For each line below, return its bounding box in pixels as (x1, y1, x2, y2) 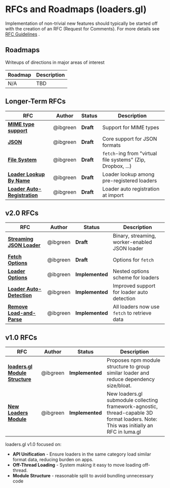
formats (102, 141, 121, 148)
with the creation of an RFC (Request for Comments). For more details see (5, 25, 160, 31)
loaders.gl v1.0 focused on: (5, 441, 62, 447)
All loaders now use (113, 303, 160, 310)
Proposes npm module (107, 357, 161, 364)
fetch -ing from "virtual (102, 149, 157, 157)
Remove (8, 303, 28, 310)
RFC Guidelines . (5, 31, 40, 37)
